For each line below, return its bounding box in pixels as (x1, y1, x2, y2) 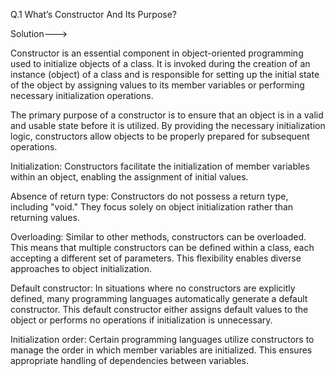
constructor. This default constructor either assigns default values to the (10, 304, 309, 315)
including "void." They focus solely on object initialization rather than (10, 201, 294, 213)
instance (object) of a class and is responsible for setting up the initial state (10, 69, 320, 80)
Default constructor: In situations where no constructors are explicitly (10, 282, 296, 294)
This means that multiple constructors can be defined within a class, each (10, 242, 315, 253)
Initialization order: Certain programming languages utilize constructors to (10, 334, 315, 345)
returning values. (10, 212, 80, 223)
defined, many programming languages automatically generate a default (10, 293, 308, 304)
